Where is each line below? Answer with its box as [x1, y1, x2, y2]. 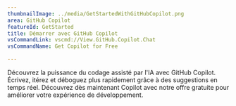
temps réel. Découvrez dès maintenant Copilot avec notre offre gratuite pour [7, 84, 230, 91]
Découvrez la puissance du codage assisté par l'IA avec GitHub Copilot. [7, 68, 216, 77]
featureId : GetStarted [7, 23, 74, 30]
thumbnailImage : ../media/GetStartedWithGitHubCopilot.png [7, 10, 185, 18]
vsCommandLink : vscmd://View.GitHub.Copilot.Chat [7, 37, 156, 44]
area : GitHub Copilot [7, 17, 71, 24]
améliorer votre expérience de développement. [7, 91, 144, 99]
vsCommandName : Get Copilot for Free [7, 43, 118, 50]
